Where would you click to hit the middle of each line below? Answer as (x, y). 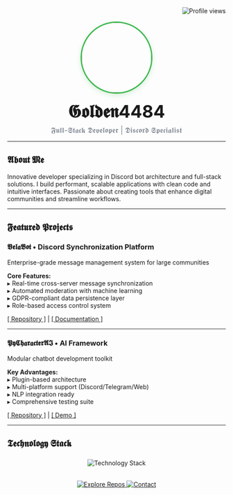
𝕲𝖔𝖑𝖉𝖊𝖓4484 (116, 111)
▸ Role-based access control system (59, 305)
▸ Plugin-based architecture (47, 379)
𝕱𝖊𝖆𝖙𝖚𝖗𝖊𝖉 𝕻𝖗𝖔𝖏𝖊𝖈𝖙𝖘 (40, 227)
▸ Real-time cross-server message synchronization (80, 283)
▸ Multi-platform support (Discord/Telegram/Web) (78, 386)
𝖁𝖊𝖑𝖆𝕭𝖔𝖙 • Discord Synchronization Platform (81, 247)
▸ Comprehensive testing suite (51, 401)
